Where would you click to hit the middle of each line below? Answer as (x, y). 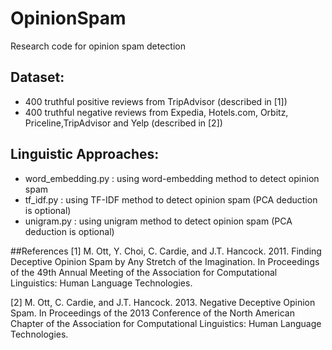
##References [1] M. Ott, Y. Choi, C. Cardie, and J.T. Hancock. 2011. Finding (166, 251)
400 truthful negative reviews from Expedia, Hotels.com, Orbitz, (156, 112)
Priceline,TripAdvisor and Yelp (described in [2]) (123, 123)
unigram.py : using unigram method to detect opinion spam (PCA (158, 221)
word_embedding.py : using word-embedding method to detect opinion (172, 178)
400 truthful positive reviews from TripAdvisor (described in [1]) (156, 101)
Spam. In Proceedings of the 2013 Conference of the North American (152, 313)
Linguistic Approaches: (85, 154)
